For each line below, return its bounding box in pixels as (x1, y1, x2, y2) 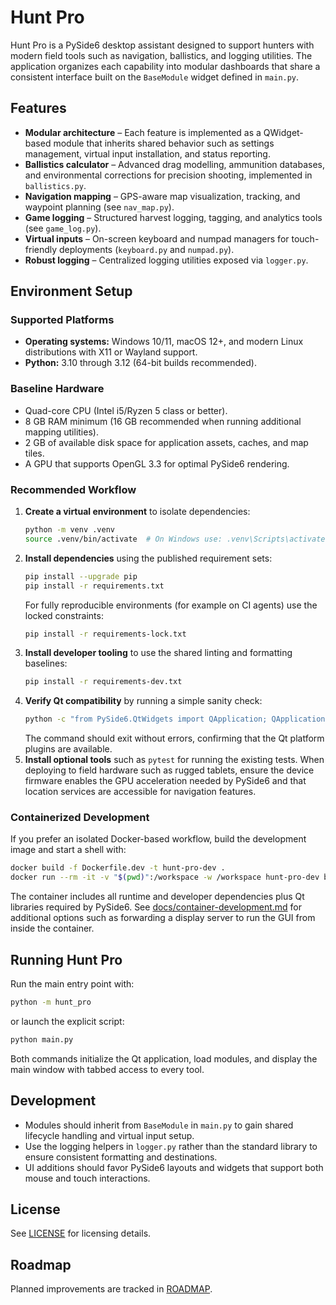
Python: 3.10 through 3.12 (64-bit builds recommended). (24, 357, 257, 369)
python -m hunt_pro (10, 997, 92, 1008)
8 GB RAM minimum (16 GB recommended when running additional (24, 415, 302, 427)
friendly (24, 243, 58, 255)
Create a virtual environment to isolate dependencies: (24, 506, 251, 518)
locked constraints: (24, 609, 104, 621)
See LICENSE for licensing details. (10, 1227, 152, 1240)
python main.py (10, 1034, 74, 1045)
